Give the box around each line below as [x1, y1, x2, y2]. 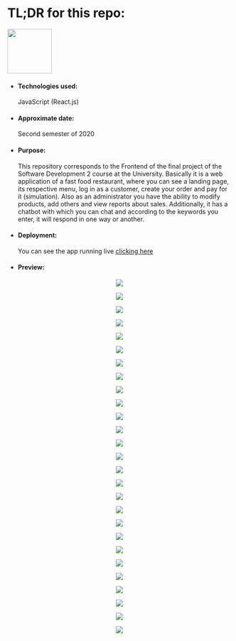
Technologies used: [17, 82, 78, 90]
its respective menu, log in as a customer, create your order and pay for [17, 184, 227, 193]
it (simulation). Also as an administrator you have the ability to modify [17, 192, 220, 201]
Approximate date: [17, 114, 75, 122]
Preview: [17, 263, 45, 272]
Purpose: [17, 146, 46, 154]
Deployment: [17, 231, 58, 240]
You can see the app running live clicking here [17, 247, 154, 255]
